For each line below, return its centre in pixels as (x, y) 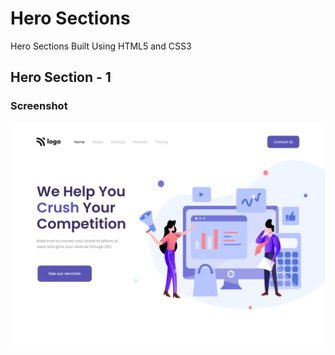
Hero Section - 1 (61, 77)
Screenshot (39, 106)
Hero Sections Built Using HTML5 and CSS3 (101, 46)
